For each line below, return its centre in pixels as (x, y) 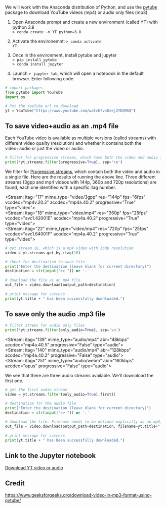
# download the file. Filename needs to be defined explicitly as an (78, 422)
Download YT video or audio (34, 467)
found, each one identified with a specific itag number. (61, 187)
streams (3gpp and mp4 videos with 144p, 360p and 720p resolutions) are (81, 182)
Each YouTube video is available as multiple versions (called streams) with (81, 138)
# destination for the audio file (41, 403)
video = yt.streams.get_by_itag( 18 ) (43, 253)
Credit (15, 483)
